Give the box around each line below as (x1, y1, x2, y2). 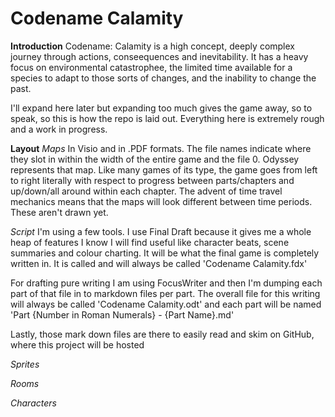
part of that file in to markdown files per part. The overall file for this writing (10, 287, 321, 299)
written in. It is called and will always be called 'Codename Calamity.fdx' (10, 257, 308, 269)
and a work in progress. (10, 123, 108, 135)
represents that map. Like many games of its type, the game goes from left (10, 163, 318, 176)
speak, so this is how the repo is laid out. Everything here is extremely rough (10, 112, 325, 124)
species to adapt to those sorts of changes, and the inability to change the (10, 72, 317, 84)
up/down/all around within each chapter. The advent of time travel (10, 185, 283, 197)
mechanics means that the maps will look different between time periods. (10, 195, 313, 207)
